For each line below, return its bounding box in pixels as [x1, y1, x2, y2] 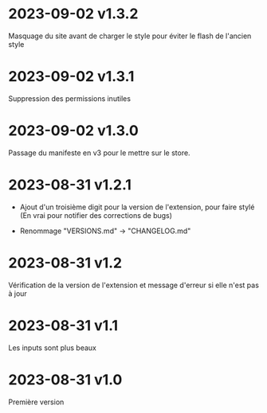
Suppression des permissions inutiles [8, 93, 132, 103]
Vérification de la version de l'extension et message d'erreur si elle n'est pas [8, 280, 259, 290]
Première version [8, 397, 65, 407]
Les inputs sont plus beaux [8, 343, 97, 353]
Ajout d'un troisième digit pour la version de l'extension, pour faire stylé [19, 202, 255, 212]
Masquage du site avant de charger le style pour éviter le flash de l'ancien [8, 31, 252, 41]
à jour [8, 288, 28, 298]
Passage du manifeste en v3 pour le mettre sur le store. [8, 148, 190, 158]
